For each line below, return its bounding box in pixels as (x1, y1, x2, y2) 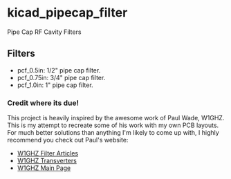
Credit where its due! (7, 98, 80, 108)
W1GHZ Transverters (17, 157, 77, 165)
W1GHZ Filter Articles (17, 149, 79, 158)
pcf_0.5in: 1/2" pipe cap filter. (17, 66, 101, 74)
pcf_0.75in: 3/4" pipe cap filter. (17, 73, 106, 82)
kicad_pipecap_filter (7, 5, 128, 21)
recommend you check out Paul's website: (7, 136, 129, 144)
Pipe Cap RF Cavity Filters (7, 28, 82, 36)
